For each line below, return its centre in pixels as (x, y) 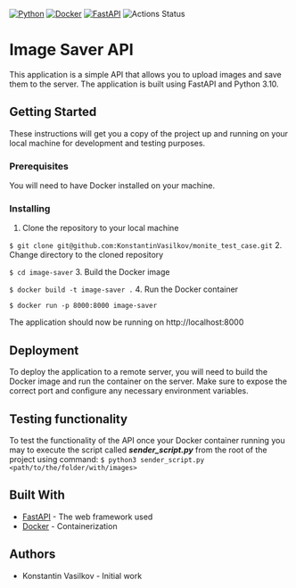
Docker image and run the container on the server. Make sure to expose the (148, 381)
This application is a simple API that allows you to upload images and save (146, 74)
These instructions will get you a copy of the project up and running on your (148, 133)
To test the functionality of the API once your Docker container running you (147, 440)
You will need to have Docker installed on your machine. (112, 186)
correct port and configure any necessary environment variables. (129, 391)
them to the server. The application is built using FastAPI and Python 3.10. (144, 84)
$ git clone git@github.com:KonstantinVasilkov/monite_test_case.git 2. (146, 245)
